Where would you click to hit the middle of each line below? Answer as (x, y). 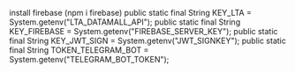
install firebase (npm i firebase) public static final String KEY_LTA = (130, 13)
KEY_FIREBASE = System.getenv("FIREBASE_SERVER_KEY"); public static (144, 31)
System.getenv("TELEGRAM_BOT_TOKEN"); (89, 59)
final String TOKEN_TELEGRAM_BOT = (79, 50)
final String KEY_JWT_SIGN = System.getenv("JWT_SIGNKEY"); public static (148, 40)
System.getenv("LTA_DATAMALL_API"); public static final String (125, 22)
